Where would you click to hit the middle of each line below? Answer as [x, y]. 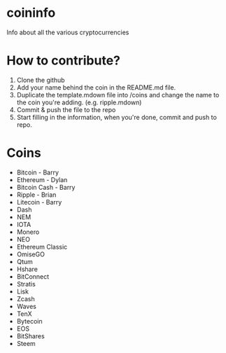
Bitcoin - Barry [38, 172]
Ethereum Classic [42, 247]
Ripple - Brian [36, 195]
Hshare [27, 269]
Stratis [26, 284]
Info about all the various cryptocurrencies [68, 32]
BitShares [30, 336]
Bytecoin [29, 321]
